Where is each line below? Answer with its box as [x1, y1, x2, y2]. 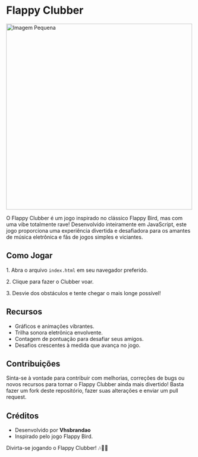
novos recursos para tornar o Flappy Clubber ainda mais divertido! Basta [6, 381, 184, 388]
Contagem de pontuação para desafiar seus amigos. [14, 335, 144, 342]
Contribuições [6, 358, 61, 369]
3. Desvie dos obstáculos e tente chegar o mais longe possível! [6, 289, 161, 296]
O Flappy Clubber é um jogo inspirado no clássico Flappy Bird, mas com [6, 214, 183, 221]
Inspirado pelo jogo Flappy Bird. [14, 433, 93, 440]
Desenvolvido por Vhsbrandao [14, 427, 91, 434]
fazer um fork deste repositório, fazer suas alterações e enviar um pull [6, 387, 178, 395]
